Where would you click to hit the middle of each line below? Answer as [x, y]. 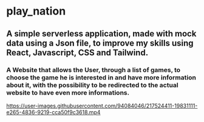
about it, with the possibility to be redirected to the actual [92, 85]
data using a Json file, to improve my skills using [100, 43]
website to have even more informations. [68, 92]
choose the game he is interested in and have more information [101, 77]
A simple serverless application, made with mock [101, 34]
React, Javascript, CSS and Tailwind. [77, 53]
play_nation [36, 11]
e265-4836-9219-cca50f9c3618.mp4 [53, 112]
